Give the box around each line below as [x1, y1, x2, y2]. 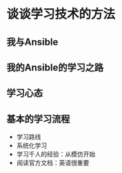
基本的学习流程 [6, 113, 70, 125]
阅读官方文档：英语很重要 [16, 158, 90, 167]
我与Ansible [6, 36, 59, 48]
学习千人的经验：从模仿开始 [16, 150, 96, 158]
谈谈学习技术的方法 [6, 6, 116, 22]
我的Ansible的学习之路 [6, 62, 104, 73]
